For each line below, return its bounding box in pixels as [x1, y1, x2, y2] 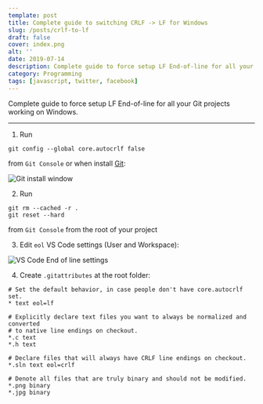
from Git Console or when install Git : [8, 158, 126, 168]
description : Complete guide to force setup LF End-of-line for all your [8, 63, 254, 71]
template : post [8, 11, 58, 20]
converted [8, 319, 41, 328]
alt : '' [8, 48, 34, 56]
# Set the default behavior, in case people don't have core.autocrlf [8, 286, 243, 293]
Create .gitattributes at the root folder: [19, 270, 151, 279]
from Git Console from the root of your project [8, 224, 158, 234]
